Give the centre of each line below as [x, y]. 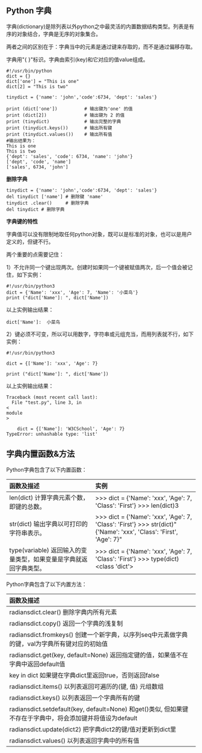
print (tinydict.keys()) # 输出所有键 [59, 128]
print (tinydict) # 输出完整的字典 [64, 121]
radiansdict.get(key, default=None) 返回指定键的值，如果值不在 [99, 655]
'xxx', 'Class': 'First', [150, 532]
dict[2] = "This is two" [37, 87]
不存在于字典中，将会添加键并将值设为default [73, 718]
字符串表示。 [28, 532]
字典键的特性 [22, 221]
